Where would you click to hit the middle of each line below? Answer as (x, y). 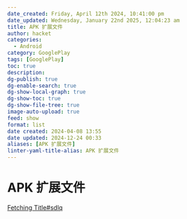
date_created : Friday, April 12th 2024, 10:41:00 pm (86, 14)
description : (26, 72)
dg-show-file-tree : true (43, 105)
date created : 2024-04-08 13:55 (54, 131)
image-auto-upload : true (43, 112)
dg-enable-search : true (42, 86)
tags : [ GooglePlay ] (36, 60)
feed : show (23, 118)
